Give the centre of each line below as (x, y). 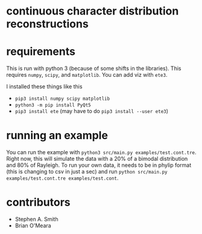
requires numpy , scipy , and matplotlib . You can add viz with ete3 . (87, 75)
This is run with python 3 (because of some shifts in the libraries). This (94, 68)
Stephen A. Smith (36, 219)
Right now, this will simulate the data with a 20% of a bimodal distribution (97, 159)
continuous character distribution (93, 11)
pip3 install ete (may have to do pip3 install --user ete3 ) (92, 111)
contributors (38, 202)
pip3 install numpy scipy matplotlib (62, 99)
